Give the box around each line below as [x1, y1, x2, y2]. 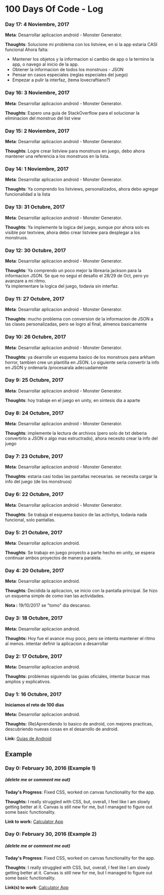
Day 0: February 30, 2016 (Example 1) [5, 765, 96, 771]
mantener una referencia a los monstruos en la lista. [5, 153, 110, 159]
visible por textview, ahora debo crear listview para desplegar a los [5, 229, 141, 235]
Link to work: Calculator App [5, 819, 64, 824]
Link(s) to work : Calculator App [5, 885, 69, 891]
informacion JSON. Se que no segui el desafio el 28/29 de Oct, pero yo [5, 273, 149, 278]
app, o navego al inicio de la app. [12, 61, 79, 67]
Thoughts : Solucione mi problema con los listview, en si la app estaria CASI [5, 42, 158, 48]
